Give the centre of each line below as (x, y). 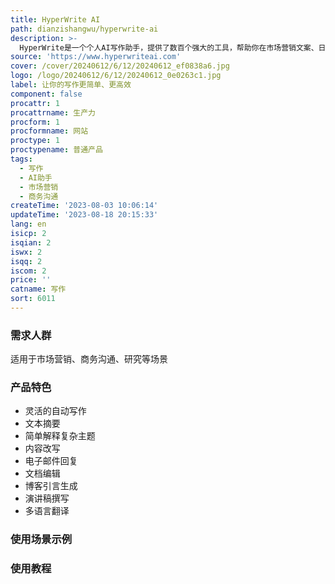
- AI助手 (36, 177)
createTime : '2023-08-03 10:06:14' (84, 206)
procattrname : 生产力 (53, 112)
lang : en (28, 224)
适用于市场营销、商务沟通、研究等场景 (89, 359)
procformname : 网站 (49, 131)
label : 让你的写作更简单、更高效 (71, 85)
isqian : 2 (31, 242)
